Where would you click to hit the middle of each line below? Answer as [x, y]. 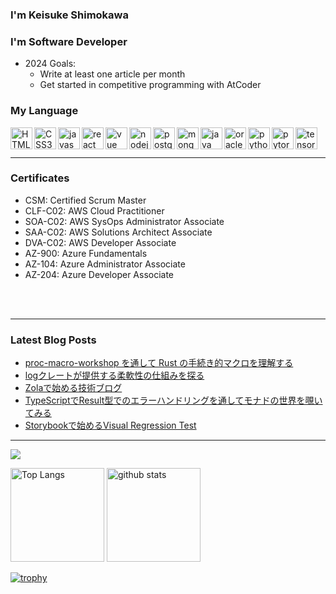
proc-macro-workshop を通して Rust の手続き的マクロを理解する [159, 363]
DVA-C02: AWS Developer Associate [100, 242]
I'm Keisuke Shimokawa [69, 15]
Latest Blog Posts [53, 340]
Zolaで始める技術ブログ [73, 388]
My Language [44, 111]
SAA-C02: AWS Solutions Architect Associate [118, 232]
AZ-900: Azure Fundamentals [86, 253]
